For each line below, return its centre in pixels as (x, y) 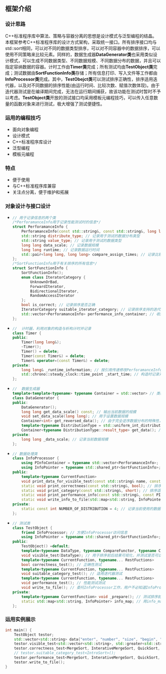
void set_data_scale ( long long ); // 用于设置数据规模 (75, 416)
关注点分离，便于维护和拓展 (41, 192)
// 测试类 (21, 523)
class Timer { (27, 333)
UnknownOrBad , (45, 282)
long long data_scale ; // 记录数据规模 (60, 245)
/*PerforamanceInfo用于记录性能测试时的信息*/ (57, 222)
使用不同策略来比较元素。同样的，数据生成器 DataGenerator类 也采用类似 (79, 54)
